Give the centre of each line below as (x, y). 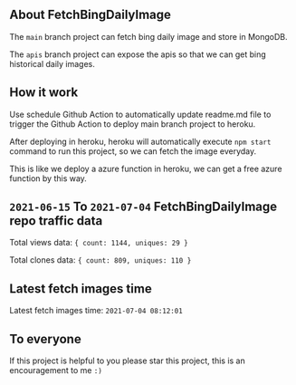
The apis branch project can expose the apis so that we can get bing (138, 54)
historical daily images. (52, 63)
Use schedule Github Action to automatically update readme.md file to (140, 114)
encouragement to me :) (56, 371)
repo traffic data (56, 221)
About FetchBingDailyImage (91, 15)
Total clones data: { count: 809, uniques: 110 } (100, 260)
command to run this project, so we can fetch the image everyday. (133, 151)
